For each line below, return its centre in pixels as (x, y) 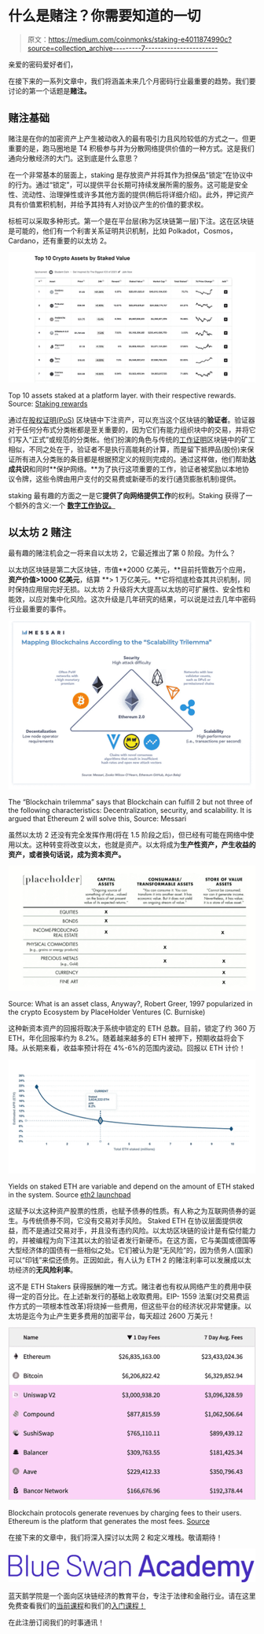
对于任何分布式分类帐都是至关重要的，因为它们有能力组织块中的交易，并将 (128, 430)
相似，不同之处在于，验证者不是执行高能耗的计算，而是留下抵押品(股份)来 (128, 449)
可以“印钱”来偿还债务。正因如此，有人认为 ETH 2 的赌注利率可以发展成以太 (130, 1260)
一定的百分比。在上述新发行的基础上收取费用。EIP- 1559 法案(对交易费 (128, 1296)
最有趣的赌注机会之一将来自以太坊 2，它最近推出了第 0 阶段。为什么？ (122, 553)
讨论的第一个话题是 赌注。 (49, 90)
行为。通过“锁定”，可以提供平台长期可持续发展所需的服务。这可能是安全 (132, 185)
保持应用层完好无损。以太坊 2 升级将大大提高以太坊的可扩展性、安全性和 (132, 589)
